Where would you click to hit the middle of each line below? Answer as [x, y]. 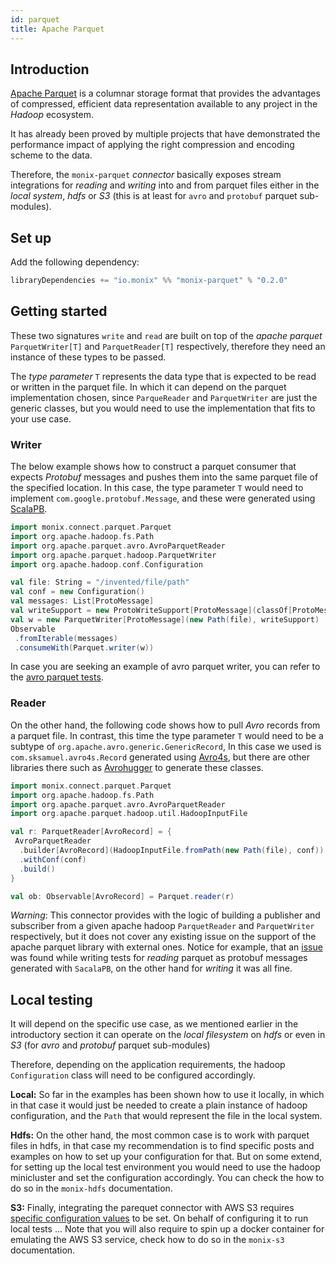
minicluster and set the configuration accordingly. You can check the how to [167, 1178]
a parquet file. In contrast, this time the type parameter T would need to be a [167, 735]
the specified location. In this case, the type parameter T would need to [157, 488]
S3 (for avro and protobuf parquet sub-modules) [110, 1045]
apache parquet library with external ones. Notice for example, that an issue [166, 947]
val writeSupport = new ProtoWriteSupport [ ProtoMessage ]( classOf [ [151, 611]
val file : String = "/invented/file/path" [100, 582]
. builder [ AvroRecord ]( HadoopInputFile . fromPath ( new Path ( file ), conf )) [172, 851]
